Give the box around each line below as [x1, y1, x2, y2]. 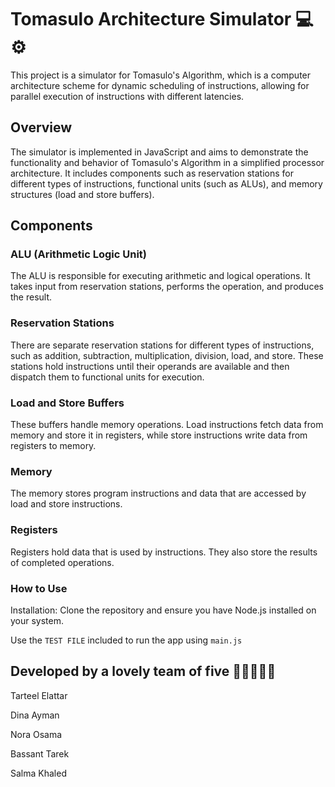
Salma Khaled [10, 767, 67, 779]
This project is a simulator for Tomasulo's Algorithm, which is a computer [10, 69, 312, 81]
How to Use [10, 581, 68, 595]
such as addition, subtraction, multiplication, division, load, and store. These [10, 349, 324, 361]
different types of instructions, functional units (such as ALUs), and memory [10, 177, 323, 190]
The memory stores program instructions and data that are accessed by [10, 487, 307, 500]
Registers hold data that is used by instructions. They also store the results [10, 546, 318, 558]
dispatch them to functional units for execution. [10, 371, 205, 383]
